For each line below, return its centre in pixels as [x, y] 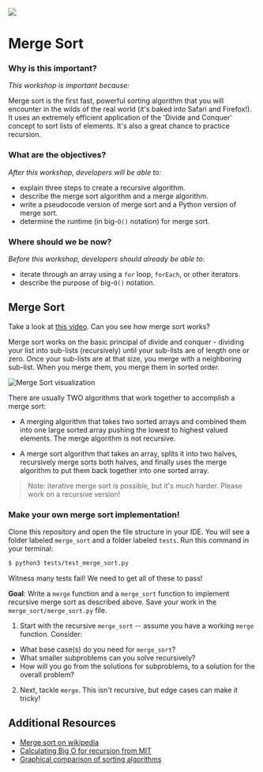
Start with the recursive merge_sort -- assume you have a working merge [137, 626]
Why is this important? [53, 69]
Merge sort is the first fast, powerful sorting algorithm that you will [116, 101]
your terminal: [31, 549]
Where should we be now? [60, 241]
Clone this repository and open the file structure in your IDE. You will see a [129, 532]
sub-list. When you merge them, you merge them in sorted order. [114, 367]
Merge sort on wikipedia [59, 742]
